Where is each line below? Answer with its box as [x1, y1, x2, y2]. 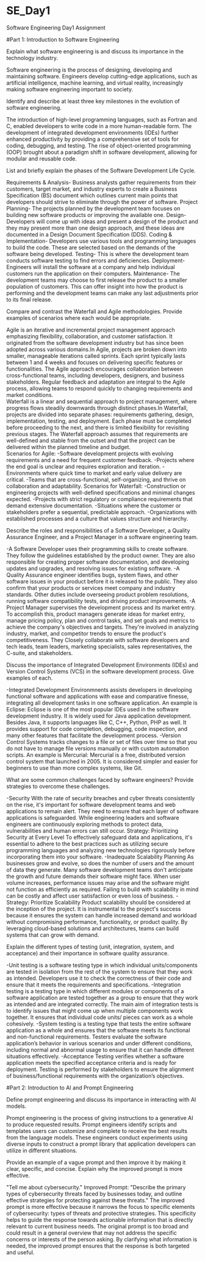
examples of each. [6, 674, 53, 681]
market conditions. [6, 391, 54, 398]
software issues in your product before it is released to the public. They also [6, 577, 198, 585]
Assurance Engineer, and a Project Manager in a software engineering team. [6, 533, 198, 540]
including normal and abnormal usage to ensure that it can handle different [6, 1046, 195, 1053]
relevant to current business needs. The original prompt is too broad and [6, 1222, 189, 1230]
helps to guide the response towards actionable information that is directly [6, 1216, 193, 1223]
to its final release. [6, 295, 53, 303]
